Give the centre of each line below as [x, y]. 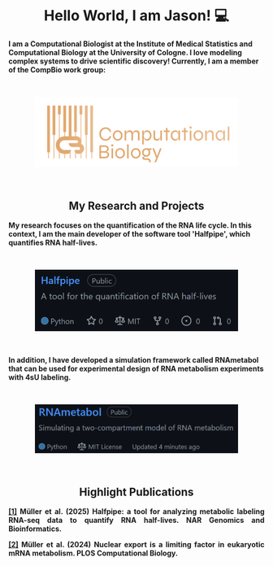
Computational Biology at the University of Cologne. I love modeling [125, 52]
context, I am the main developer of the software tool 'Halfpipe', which [130, 234]
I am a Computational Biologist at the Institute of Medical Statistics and [131, 44]
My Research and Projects [136, 205]
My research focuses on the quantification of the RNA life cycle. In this [130, 225]
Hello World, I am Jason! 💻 [136, 16]
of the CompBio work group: [57, 69]
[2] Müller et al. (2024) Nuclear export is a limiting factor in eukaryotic [136, 545]
